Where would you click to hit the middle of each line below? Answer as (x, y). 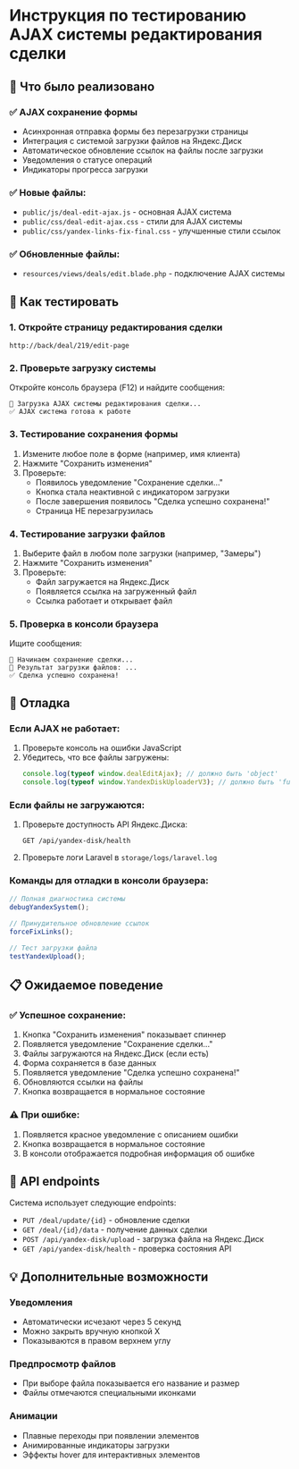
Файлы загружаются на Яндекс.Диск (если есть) (116, 1054)
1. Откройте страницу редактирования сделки (116, 327)
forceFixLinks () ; (42, 932)
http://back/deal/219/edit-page (69, 346)
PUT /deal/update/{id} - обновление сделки (106, 1220)
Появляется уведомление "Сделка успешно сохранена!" (131, 1073)
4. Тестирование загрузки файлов (87, 534)
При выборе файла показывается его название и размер (131, 1383)
